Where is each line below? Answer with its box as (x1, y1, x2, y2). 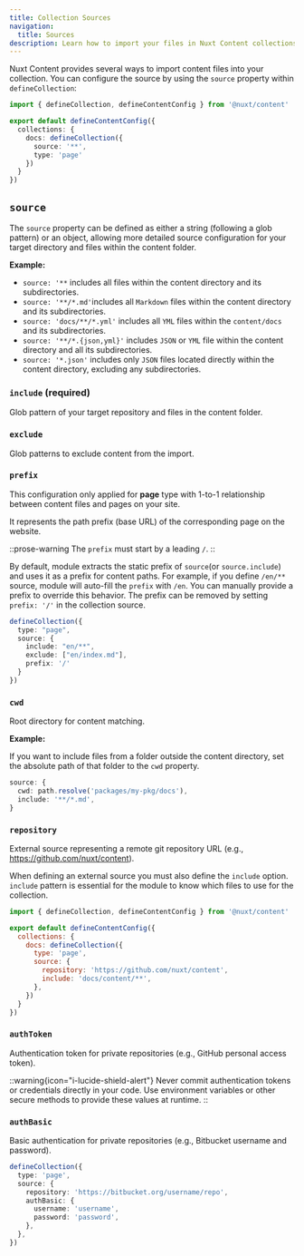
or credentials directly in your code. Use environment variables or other (9, 1085, 276, 1095)
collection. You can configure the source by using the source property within (9, 73, 294, 84)
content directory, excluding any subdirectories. (22, 364, 202, 375)
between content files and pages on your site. (9, 498, 181, 509)
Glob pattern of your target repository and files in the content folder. (9, 407, 263, 418)
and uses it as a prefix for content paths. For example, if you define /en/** (9, 570, 287, 581)
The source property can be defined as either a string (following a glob (9, 222, 273, 233)
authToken (9, 1029, 52, 1039)
